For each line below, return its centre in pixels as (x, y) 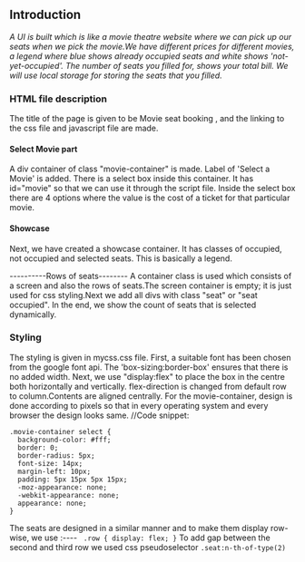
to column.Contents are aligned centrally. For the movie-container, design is (151, 396)
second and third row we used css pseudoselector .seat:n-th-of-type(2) (148, 547)
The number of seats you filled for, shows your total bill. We (177, 65)
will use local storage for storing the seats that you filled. (116, 75)
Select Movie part (44, 149)
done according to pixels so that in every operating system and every (139, 405)
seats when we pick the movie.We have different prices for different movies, (152, 46)
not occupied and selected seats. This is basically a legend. (121, 258)
